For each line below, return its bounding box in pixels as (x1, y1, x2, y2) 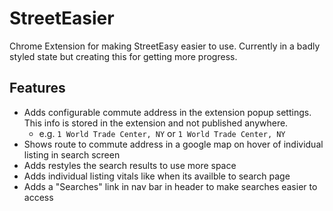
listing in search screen (23, 148, 121, 161)
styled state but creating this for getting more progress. (9, 50, 238, 62)
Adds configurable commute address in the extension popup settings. (23, 106, 312, 118)
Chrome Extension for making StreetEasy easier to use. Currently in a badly (9, 40, 321, 52)
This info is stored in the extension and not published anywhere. (23, 117, 289, 129)
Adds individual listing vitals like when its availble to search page (23, 170, 291, 182)
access (23, 191, 54, 203)
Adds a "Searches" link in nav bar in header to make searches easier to (23, 180, 318, 192)
